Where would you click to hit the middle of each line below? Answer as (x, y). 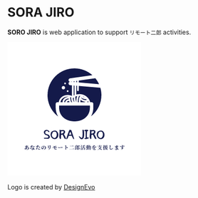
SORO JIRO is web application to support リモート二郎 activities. (99, 32)
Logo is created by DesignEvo (51, 187)
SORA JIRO (41, 12)
